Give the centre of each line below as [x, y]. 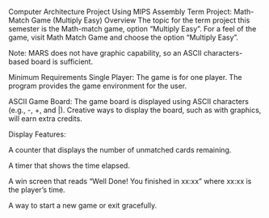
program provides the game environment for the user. [98, 86]
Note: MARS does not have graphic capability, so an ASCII [105, 53]
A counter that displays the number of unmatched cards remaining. [120, 150]
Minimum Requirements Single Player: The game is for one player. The [125, 77]
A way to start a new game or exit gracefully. [83, 205]
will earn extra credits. [45, 119]
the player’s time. [37, 190]
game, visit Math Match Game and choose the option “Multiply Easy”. [124, 37]
